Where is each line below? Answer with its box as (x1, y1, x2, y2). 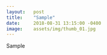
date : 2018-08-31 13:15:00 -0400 (6, 20, 102, 26)
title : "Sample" (6, 15, 56, 21)
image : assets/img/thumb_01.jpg (6, 25, 96, 32)
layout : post (6, 8, 45, 15)
